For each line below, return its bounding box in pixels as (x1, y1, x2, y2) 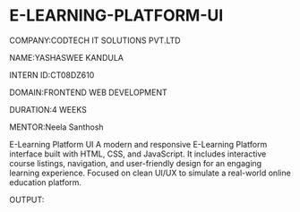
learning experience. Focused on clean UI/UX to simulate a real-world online (9, 167, 291, 178)
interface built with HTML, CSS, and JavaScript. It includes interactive (9, 148, 267, 159)
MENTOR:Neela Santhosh (9, 122, 105, 132)
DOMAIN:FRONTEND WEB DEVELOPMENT (9, 87, 167, 98)
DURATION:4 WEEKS (9, 104, 87, 114)
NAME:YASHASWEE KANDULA (9, 52, 124, 63)
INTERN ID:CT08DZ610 (9, 69, 95, 81)
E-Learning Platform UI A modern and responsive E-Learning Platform (9, 139, 268, 149)
